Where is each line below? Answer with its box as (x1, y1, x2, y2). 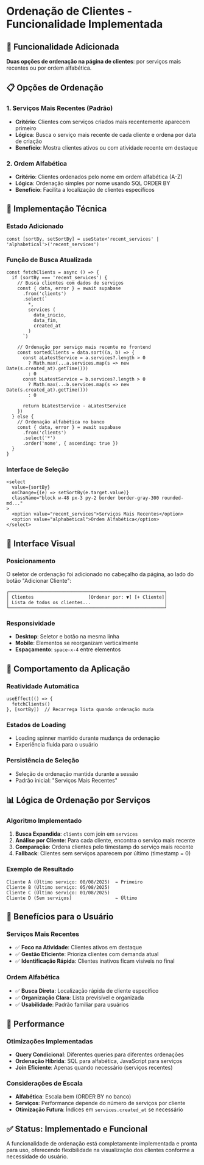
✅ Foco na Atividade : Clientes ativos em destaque (15, 944, 142, 951)
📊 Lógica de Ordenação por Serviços (6, 795, 151, 805)
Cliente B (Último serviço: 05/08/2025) (6, 884, 111, 890)
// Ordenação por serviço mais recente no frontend (17, 344, 151, 350)
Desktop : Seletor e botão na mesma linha (15, 633, 120, 640)
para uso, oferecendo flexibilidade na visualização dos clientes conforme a (6, 1147, 195, 1154)
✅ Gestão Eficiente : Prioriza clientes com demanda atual (15, 951, 159, 958)
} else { (12, 414, 34, 420)
